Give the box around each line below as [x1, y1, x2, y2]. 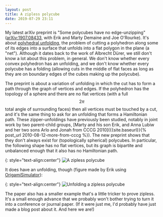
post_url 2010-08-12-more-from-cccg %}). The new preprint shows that [5, 132, 150, 138]
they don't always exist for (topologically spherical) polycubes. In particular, [5, 137, 157, 143]
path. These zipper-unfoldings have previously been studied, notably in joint [5, 117, 158, 123]
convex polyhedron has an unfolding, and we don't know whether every [5, 61, 149, 66]
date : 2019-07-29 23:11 [5, 16, 54, 21]
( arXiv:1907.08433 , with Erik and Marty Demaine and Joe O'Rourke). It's [5, 35, 149, 41]
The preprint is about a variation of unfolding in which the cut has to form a [5, 81, 156, 87]
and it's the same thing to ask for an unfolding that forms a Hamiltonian [5, 111, 147, 117]
